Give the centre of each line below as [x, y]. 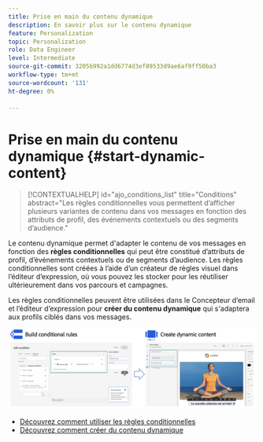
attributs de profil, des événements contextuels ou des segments [133, 219]
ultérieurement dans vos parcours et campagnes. [88, 285]
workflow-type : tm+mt [44, 75]
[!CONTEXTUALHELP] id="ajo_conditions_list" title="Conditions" [132, 195]
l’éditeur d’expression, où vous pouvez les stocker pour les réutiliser [118, 277]
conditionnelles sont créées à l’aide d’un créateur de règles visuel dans [123, 268]
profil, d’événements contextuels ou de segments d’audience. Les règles [126, 260]
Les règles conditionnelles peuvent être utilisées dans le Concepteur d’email [132, 300]
